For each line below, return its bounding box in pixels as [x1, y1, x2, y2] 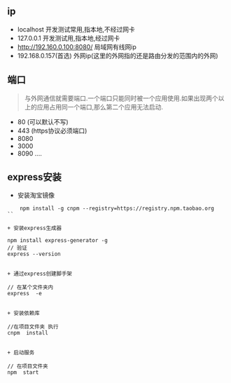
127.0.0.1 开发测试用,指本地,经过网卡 [17, 34, 120, 42]
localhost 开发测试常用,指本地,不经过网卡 [17, 25, 135, 34]
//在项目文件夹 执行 [7, 323, 59, 330]
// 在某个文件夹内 [7, 284, 54, 291]
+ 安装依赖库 [7, 310, 40, 317]
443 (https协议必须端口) [17, 126, 87, 135]
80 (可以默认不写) [17, 117, 69, 126]
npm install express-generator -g [7, 237, 108, 244]
